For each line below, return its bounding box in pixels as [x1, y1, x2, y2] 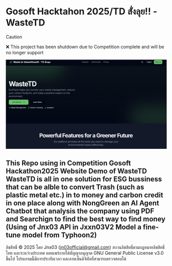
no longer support [6, 49, 44, 55]
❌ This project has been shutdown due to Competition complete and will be [6, 43, 165, 50]
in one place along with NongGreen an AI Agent [6, 198, 160, 207]
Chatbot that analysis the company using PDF [6, 207, 155, 215]
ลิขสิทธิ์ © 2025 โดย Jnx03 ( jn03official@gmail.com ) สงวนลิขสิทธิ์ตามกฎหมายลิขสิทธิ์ [6, 244, 165, 251]
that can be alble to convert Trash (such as [6, 183, 144, 191]
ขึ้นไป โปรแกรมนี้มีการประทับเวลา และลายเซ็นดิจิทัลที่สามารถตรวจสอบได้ [6, 256, 127, 262]
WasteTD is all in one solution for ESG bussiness [6, 174, 162, 183]
